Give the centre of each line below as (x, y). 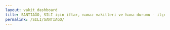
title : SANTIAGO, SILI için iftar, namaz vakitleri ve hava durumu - (80, 15)
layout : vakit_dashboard (31, 10)
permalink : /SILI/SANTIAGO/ (35, 19)
